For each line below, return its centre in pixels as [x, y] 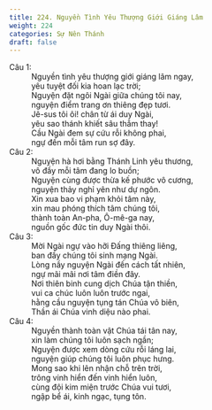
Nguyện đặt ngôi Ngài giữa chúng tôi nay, [107, 96]
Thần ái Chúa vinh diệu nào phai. [91, 312]
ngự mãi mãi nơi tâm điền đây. [86, 275]
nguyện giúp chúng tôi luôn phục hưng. [103, 359]
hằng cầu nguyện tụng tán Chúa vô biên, [105, 303]
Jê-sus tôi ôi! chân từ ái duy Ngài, [93, 114]
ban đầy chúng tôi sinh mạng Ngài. [95, 255]
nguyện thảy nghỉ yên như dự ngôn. [96, 190]
